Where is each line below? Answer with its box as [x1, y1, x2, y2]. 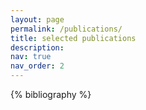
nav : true [10, 52, 52, 62]
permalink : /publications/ [10, 24, 123, 34]
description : [10, 42, 65, 53]
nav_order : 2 [10, 61, 65, 71]
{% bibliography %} [10, 89, 92, 100]
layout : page [10, 14, 65, 25]
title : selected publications [10, 33, 137, 43]
